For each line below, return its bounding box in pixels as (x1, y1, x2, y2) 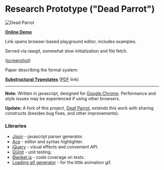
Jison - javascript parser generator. (12, 133, 83, 140)
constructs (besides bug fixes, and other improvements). (5, 110, 120, 116)
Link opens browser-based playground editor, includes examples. (5, 38, 137, 44)
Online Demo (5, 29, 32, 35)
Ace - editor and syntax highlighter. (12, 139, 83, 145)
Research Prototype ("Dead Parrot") (5, 3, 155, 15)
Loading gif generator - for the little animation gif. (12, 160, 112, 166)
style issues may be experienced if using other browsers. (5, 95, 121, 101)
